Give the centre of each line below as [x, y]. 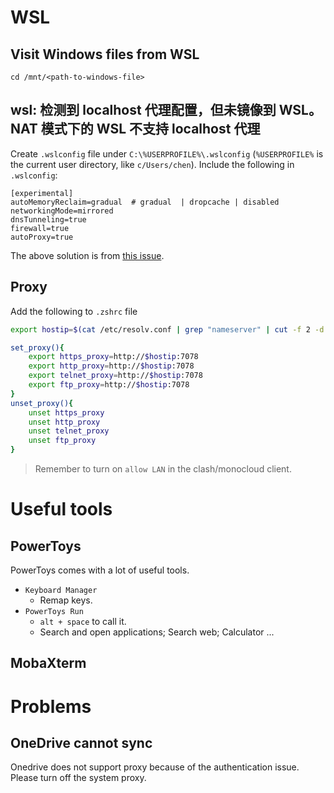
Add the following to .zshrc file [74, 311]
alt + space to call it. [83, 621]
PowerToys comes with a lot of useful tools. [100, 570]
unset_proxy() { [42, 403]
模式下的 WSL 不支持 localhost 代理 [150, 129]
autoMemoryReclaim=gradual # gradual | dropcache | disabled [145, 202]
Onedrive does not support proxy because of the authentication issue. [155, 767]
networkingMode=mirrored [62, 211]
